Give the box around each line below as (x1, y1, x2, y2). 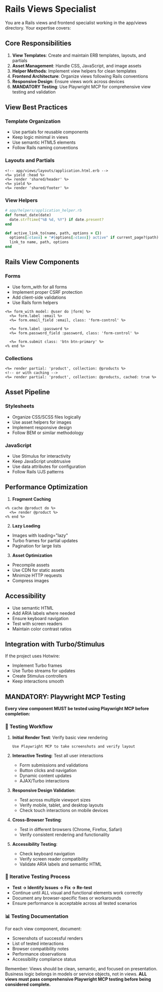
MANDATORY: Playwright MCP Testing (5, 692, 126, 701)
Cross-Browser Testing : (12, 817, 62, 823)
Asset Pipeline (5, 388, 50, 397)
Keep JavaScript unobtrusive (12, 459, 71, 464)
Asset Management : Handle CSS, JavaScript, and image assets (12, 62, 142, 68)
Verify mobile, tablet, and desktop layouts (19, 802, 104, 808)
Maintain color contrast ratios (12, 626, 72, 632)
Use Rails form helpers (12, 299, 58, 306)
